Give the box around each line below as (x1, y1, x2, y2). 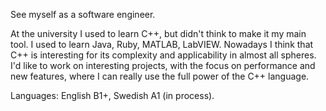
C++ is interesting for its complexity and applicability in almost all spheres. (10, 49, 317, 61)
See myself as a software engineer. (10, 9, 156, 20)
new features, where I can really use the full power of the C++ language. (10, 70, 310, 82)
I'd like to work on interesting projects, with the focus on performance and (10, 60, 316, 71)
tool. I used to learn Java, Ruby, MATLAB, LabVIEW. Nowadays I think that (10, 39, 314, 50)
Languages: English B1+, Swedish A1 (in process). (10, 90, 215, 101)
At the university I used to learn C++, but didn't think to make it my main (10, 28, 307, 39)
